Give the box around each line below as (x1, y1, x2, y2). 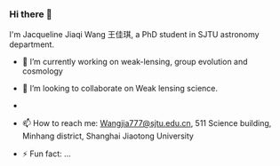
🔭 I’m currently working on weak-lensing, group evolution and (21, 57, 248, 67)
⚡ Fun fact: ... (21, 148, 71, 159)
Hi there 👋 (9, 8, 53, 20)
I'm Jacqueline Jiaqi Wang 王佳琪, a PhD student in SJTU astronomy (9, 29, 260, 40)
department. (9, 39, 55, 50)
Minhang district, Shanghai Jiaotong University (21, 130, 194, 141)
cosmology (21, 66, 64, 76)
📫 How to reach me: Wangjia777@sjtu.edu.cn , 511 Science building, (21, 118, 272, 129)
